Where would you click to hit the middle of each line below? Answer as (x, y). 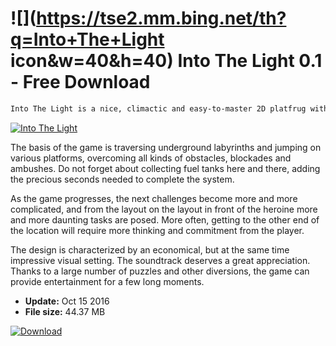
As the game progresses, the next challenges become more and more (154, 198)
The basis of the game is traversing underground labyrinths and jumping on (166, 147)
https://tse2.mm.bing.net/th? (161, 18)
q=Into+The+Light (87, 39)
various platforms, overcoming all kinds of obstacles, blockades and (151, 158)
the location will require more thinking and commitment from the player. (157, 230)
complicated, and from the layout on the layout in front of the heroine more (164, 209)
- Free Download (80, 82)
